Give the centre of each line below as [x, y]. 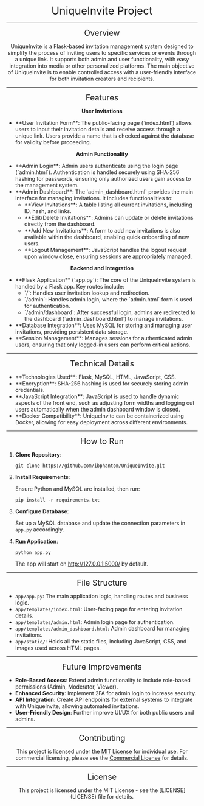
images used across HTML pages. [58, 648]
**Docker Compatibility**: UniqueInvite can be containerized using [99, 416]
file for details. [116, 797]
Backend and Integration [102, 268]
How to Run [102, 441]
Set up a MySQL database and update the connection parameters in [100, 523]
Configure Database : [42, 511]
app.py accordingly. [39, 530]
